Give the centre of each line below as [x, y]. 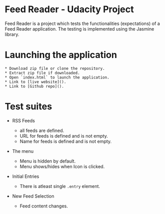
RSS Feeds [23, 120]
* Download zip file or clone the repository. [55, 68]
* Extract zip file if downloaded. [42, 73]
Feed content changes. [44, 206]
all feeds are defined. [42, 130]
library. [12, 34]
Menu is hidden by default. [47, 161]
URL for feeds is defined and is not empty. [64, 136]
